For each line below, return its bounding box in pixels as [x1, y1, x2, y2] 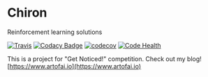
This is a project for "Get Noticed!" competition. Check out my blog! [7, 54, 202, 63]
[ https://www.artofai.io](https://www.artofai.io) [7, 62, 142, 70]
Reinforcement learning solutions [7, 28, 103, 36]
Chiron [7, 5, 47, 21]
